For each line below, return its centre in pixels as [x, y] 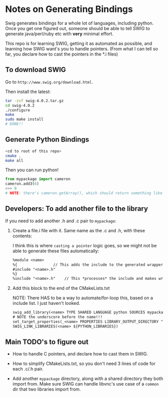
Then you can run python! [32, 170]
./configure [18, 110]
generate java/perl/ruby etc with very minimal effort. [59, 34]
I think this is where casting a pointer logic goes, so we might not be [85, 245]
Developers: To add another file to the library [77, 209]
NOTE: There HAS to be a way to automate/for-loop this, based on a [83, 298]
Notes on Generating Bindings [69, 9]
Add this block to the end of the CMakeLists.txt [61, 288]
